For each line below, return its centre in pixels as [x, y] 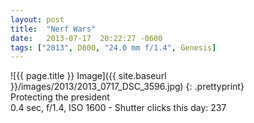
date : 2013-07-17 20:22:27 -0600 [86, 38]
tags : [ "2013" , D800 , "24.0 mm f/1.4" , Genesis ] [113, 47]
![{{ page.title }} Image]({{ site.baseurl [88, 76]
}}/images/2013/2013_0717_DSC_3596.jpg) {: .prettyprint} [127, 87]
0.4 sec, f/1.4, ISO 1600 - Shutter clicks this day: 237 [118, 108]
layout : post [37, 19]
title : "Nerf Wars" [53, 29]
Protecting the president [60, 97]
